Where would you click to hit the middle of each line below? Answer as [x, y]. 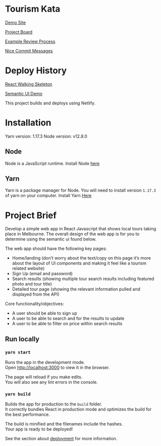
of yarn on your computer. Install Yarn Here [48, 196]
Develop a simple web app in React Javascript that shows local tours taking [81, 229]
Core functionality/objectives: [35, 304]
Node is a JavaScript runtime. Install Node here [52, 163]
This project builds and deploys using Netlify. [50, 103]
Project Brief [31, 215]
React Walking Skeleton [29, 84]
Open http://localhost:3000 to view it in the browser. [57, 367]
